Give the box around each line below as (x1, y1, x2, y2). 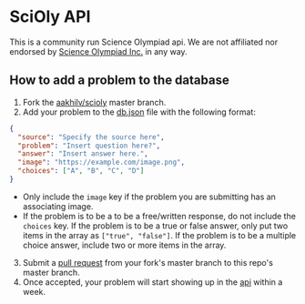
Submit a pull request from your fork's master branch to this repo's (22, 257, 273, 268)
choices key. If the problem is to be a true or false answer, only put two (22, 220, 289, 231)
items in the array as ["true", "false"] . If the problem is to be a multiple (22, 229, 297, 240)
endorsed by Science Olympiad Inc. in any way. (9, 46, 188, 56)
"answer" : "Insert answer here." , (17, 149, 148, 158)
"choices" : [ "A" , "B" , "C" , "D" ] (17, 167, 145, 176)
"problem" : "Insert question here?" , (17, 141, 161, 150)
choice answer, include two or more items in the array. (22, 239, 227, 250)
